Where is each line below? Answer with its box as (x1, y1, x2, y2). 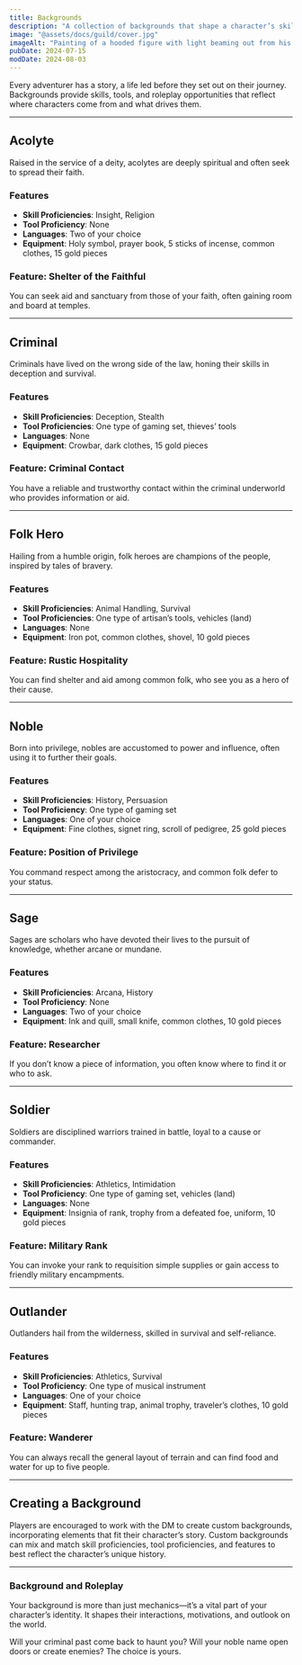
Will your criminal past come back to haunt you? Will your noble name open (9, 1636, 289, 1647)
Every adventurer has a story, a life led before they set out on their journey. (9, 80, 288, 90)
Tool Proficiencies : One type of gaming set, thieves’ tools (22, 420, 236, 432)
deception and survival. (9, 368, 97, 379)
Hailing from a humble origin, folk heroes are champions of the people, (9, 551, 271, 561)
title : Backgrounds (9, 13, 83, 22)
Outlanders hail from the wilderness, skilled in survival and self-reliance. (9, 1328, 277, 1338)
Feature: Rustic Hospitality (9, 654, 129, 667)
